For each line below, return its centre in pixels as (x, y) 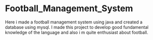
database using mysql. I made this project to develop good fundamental (77, 27)
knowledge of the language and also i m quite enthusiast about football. (76, 32)
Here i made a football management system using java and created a (74, 22)
